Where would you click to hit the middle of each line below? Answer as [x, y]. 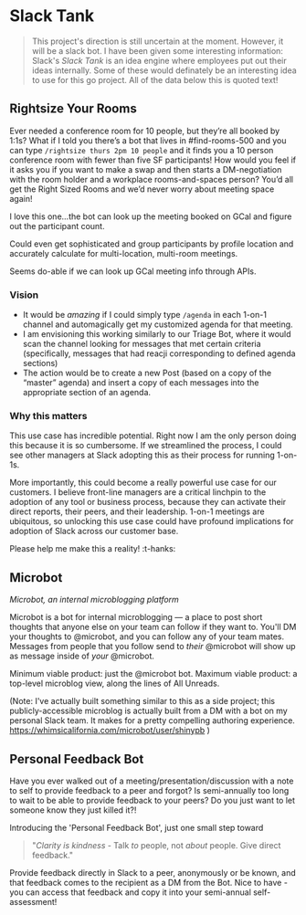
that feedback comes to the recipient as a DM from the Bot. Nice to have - [148, 882]
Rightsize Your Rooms [73, 109]
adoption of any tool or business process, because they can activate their [148, 502]
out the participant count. [57, 226]
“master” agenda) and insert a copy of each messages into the [141, 383]
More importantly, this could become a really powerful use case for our [143, 483]
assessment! [33, 901]
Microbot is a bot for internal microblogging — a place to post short [136, 617]
